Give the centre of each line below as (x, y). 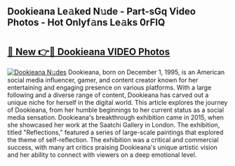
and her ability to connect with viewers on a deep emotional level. (102, 155)
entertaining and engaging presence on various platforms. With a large (109, 88)
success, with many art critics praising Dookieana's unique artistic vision (112, 147)
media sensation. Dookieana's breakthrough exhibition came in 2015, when (116, 117)
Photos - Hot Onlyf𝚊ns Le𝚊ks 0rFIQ (86, 23)
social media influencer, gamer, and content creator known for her (103, 80)
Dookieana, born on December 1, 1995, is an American (146, 72)
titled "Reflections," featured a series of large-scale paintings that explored (115, 132)
